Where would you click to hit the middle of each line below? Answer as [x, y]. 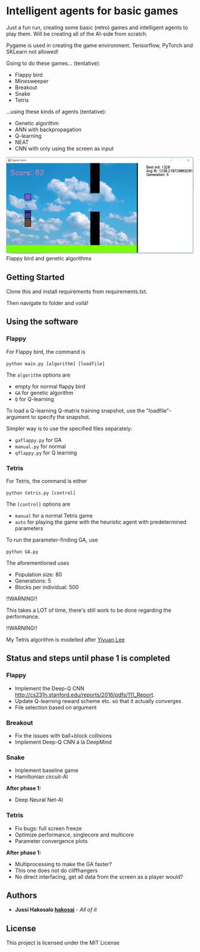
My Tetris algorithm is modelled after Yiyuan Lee [65, 640]
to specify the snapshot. [60, 417]
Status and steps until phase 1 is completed [88, 659]
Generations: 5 [33, 581]
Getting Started [35, 277]
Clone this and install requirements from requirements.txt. [77, 292]
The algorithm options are [38, 375]
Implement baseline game [46, 770]
